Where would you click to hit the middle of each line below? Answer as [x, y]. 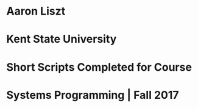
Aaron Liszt [36, 11]
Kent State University [62, 39]
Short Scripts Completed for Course [99, 67]
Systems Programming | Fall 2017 [93, 95]
